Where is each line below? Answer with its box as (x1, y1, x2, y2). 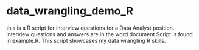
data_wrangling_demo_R (6, 4, 134, 18)
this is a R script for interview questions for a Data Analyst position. (6, 24, 175, 31)
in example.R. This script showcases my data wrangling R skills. (6, 37, 166, 44)
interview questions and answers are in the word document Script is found (6, 30, 193, 37)
